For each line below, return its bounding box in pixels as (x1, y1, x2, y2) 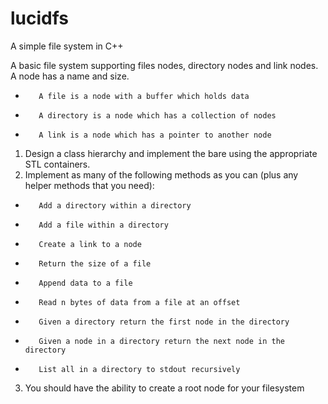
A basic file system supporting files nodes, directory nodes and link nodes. (10, 59, 319, 71)
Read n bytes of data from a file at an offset (38, 297, 241, 307)
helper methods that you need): (24, 179, 155, 191)
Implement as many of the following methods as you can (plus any (24, 168, 299, 181)
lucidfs (10, 7, 70, 30)
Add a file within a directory (38, 220, 169, 230)
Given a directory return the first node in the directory (38, 317, 290, 327)
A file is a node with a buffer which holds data (38, 91, 250, 101)
